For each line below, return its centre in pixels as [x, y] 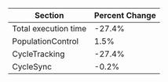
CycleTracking [38, 54]
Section [49, 15]
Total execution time [49, 29]
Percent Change [125, 15]
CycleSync [32, 67]
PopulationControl [46, 41]
